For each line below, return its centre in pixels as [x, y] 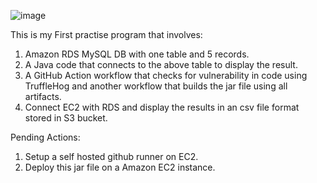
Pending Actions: [45, 137]
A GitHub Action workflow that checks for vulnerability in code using [166, 75]
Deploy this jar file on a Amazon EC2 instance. [120, 167]
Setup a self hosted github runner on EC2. [111, 156]
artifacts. [43, 96]
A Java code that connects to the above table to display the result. [161, 64]
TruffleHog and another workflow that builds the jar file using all [156, 86]
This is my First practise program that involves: [106, 34]
